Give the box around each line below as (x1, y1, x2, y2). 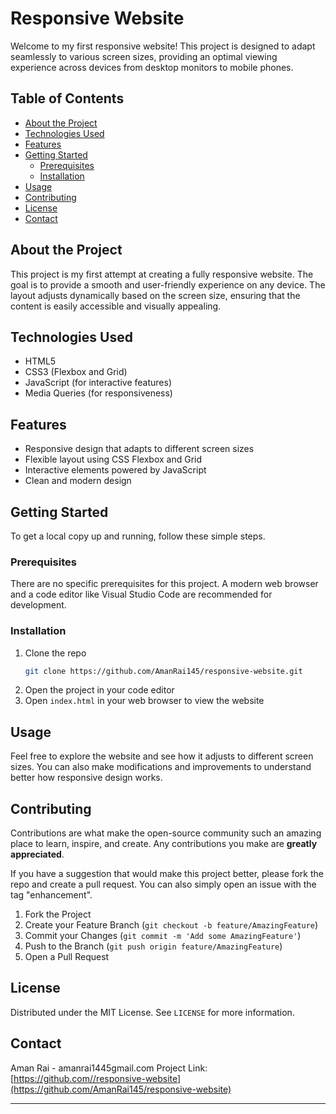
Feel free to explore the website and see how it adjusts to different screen (10, 750, 314, 762)
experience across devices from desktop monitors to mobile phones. (10, 61, 294, 73)
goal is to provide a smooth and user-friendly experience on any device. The (10, 278, 326, 291)
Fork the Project (24, 908, 92, 921)
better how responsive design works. (10, 772, 163, 784)
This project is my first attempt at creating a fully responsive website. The (10, 268, 314, 280)
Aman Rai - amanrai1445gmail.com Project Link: (10, 1062, 208, 1074)
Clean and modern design (24, 475, 132, 487)
